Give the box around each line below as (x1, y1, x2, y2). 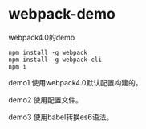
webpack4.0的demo (8, 32, 75, 42)
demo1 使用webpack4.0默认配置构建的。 (8, 77, 143, 87)
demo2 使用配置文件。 (8, 94, 83, 105)
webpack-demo (8, 5, 116, 23)
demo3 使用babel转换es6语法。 (8, 112, 114, 122)
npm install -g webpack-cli (8, 56, 103, 64)
